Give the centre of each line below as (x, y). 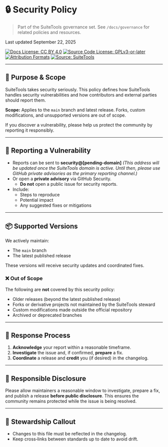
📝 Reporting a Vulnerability (48, 151)
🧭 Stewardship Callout (40, 422)
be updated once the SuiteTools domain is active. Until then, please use (86, 168)
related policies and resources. (49, 32)
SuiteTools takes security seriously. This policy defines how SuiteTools (78, 89)
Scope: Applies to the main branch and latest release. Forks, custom (75, 110)
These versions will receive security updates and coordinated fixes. (75, 265)
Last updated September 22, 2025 (40, 42)
